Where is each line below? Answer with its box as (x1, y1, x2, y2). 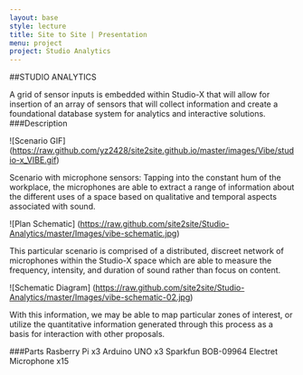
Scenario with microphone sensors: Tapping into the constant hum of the (9, 173, 282, 183)
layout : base (9, 13, 59, 23)
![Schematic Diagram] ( (9, 282, 97, 294)
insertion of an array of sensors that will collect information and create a (9, 98, 279, 109)
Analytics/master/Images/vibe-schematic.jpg (9, 228, 177, 239)
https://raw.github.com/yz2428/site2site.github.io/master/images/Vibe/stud (12, 145, 295, 156)
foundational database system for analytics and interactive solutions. (9, 108, 266, 119)
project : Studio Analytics (9, 47, 111, 56)
